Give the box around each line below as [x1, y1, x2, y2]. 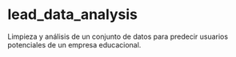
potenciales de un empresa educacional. [7, 40, 142, 49]
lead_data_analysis [7, 6, 138, 24]
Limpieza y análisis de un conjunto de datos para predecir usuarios [7, 32, 229, 41]
